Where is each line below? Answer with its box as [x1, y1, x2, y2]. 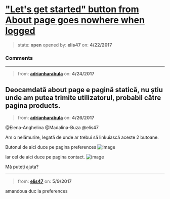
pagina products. [5, 101, 61, 110]
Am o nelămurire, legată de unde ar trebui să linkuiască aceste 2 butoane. [5, 134, 159, 140]
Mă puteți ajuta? [5, 164, 39, 170]
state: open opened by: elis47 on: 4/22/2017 [17, 42, 112, 48]
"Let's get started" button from [5, 4, 139, 15]
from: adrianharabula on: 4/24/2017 [17, 71, 95, 77]
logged [5, 25, 35, 36]
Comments [5, 54, 33, 61]
